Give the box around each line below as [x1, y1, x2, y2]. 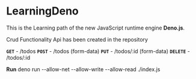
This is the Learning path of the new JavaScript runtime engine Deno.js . [6, 24, 185, 31]
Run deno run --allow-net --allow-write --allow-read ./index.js [6, 65, 161, 73]
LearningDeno [6, 4, 79, 18]
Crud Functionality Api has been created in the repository [6, 36, 149, 43]
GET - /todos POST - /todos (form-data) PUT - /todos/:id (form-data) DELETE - [6, 47, 191, 55]
